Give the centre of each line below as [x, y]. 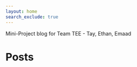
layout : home [21, 11]
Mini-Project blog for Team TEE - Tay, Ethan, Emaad [68, 33]
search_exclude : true [32, 17]
